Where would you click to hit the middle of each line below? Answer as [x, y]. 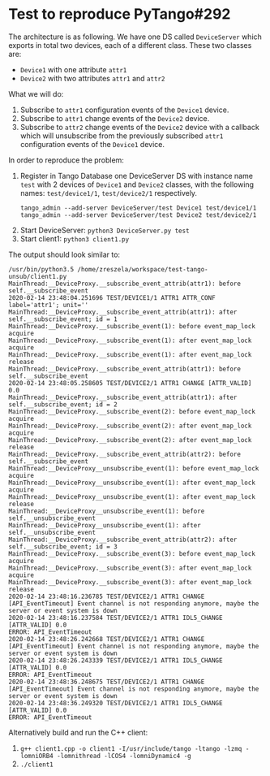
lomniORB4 [37, 756]
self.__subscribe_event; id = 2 [63, 404]
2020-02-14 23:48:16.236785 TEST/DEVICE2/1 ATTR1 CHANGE [107, 596]
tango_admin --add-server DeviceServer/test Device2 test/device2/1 [138, 215]
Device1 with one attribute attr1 [73, 69]
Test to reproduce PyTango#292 [120, 14]
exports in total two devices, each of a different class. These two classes [130, 45]
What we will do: [36, 93]
